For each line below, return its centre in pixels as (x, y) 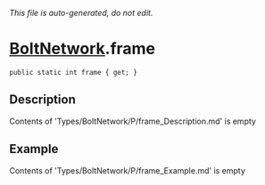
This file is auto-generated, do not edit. (81, 13)
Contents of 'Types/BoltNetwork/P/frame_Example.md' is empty (127, 170)
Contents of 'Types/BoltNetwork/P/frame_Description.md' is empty (133, 121)
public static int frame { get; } (74, 72)
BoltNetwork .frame (83, 49)
